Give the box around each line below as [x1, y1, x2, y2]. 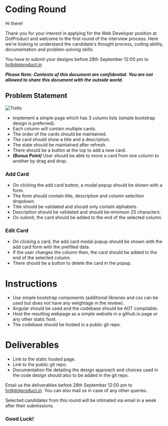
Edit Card [5, 227, 29, 234]
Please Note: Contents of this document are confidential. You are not [5, 71, 153, 77]
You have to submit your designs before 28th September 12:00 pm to [5, 56, 149, 62]
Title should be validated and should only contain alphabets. [12, 204, 138, 210]
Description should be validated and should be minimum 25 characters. [12, 209, 161, 215]
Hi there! [5, 20, 23, 26]
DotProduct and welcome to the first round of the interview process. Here [5, 35, 158, 42]
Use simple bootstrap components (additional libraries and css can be [12, 295, 158, 301]
